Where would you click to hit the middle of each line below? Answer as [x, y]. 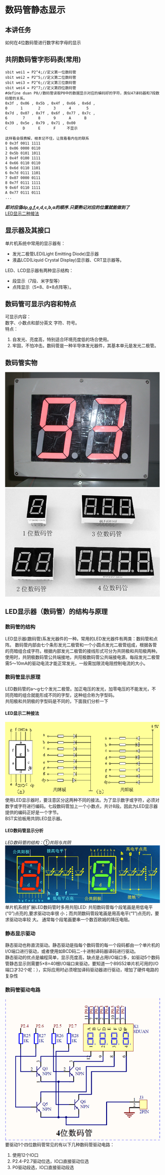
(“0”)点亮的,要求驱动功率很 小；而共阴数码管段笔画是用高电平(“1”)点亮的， [80, 913]
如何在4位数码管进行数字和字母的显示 [43, 43]
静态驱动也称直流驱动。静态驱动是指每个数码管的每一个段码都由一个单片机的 [82, 945]
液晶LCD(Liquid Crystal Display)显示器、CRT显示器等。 [68, 260]
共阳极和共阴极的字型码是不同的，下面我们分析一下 [57, 701]
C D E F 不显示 [41, 128]
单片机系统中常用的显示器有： [35, 243]
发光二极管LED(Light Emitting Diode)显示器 [55, 254]
